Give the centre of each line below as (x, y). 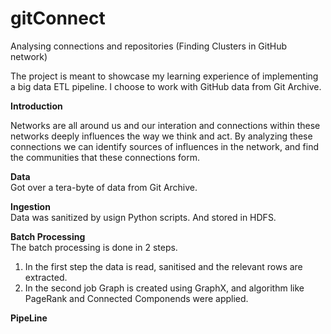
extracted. (46, 277)
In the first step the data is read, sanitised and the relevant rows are (163, 266)
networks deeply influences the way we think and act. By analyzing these (161, 136)
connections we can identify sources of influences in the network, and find (165, 146)
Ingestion (30, 206)
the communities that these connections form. (105, 157)
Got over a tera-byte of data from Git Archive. (104, 187)
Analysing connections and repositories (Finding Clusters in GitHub (149, 46)
